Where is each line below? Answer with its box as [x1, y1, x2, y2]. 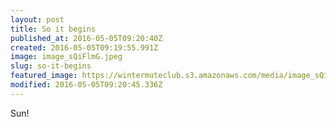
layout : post [10, 14, 65, 25]
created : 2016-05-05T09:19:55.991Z [10, 42, 159, 53]
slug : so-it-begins [10, 61, 92, 71]
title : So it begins [10, 24, 97, 34]
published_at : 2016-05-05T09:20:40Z [10, 33, 163, 43]
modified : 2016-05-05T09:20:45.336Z [10, 80, 163, 90]
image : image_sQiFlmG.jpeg [10, 52, 123, 62]
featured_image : [10, 71, 78, 81]
